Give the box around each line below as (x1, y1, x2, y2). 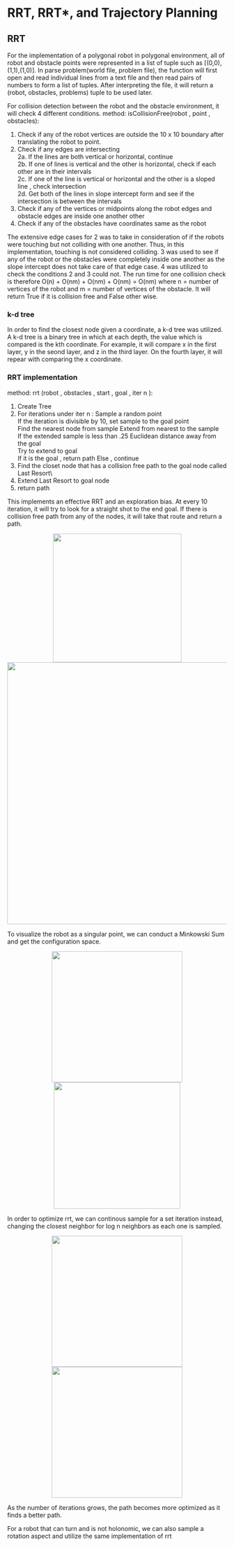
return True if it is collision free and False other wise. (7, 292, 158, 300)
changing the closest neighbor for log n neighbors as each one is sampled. (7, 1222, 222, 1230)
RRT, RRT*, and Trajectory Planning (7, 5, 218, 21)
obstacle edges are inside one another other (17, 212, 145, 220)
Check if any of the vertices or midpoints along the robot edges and (17, 205, 212, 212)
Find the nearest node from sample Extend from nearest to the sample (17, 424, 219, 432)
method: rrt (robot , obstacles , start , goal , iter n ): (7, 388, 153, 397)
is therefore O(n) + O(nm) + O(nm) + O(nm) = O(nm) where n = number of (7, 277, 219, 286)
